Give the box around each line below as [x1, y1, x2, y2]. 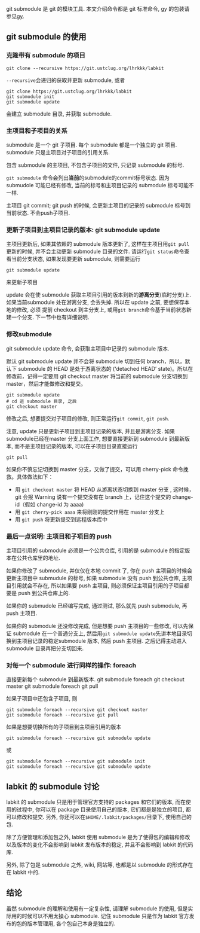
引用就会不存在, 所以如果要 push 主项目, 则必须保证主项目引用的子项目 [11, 582, 184, 589]
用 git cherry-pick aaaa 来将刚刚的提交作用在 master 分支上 [14, 508, 165, 516]
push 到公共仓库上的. [17, 589, 70, 596]
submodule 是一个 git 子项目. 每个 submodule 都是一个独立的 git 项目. [6, 141, 177, 148]
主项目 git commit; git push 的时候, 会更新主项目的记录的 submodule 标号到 [6, 202, 191, 209]
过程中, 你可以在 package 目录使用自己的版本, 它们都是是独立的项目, [16, 806, 184, 813]
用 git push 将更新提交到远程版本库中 [14, 516, 107, 523]
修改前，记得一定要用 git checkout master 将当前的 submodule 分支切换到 [6, 373, 188, 380]
